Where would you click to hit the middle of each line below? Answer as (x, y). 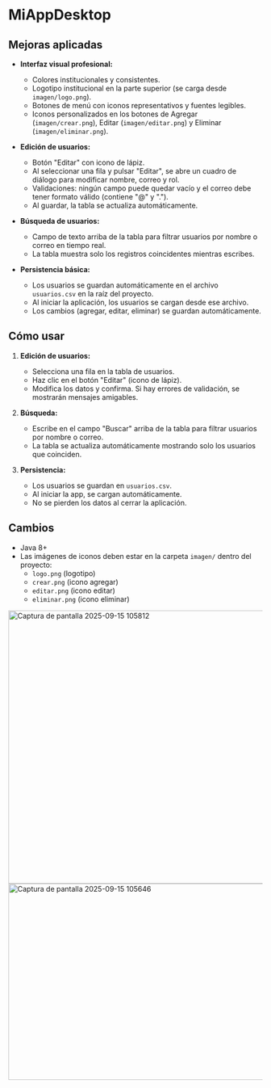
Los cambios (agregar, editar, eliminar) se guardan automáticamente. (147, 311)
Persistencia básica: (55, 269)
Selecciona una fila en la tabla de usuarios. (103, 371)
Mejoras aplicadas (56, 45)
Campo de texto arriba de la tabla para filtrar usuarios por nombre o (145, 237)
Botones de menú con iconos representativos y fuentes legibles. (139, 105)
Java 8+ (33, 548)
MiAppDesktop (60, 15)
